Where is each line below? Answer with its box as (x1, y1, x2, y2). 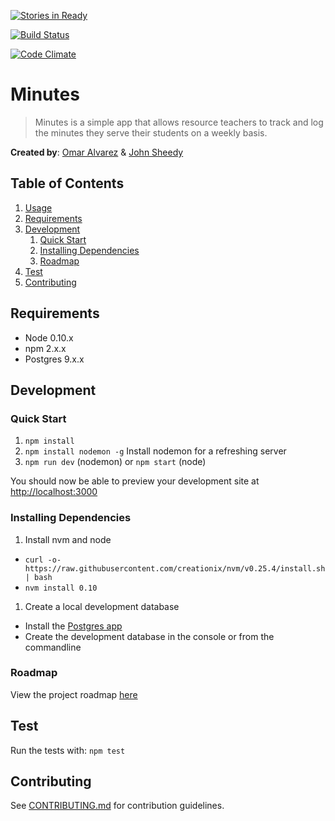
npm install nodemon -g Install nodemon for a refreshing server (24, 445, 287, 457)
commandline (24, 641, 82, 653)
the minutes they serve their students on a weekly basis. (34, 126, 268, 139)
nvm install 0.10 (24, 583, 98, 593)
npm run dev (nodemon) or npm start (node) (24, 456, 207, 468)
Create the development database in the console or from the (24, 630, 275, 642)
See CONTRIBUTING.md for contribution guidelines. (10, 800, 225, 812)
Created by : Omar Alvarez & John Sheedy (10, 146, 184, 158)
